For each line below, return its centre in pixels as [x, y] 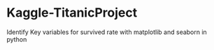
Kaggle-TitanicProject [72, 13]
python [17, 39]
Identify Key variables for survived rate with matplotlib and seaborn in [107, 32]
